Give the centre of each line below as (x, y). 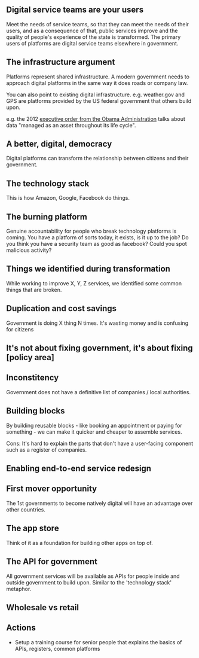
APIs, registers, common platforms (57, 648)
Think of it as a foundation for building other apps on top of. (80, 543)
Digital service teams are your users (75, 10)
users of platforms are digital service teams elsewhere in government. (92, 43)
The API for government (52, 562)
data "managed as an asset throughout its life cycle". (71, 125)
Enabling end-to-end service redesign (79, 469)
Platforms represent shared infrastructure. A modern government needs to (98, 77)
